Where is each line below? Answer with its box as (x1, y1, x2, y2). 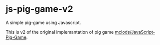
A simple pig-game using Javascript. (5, 20, 81, 25)
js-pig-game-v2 (5, 3, 74, 15)
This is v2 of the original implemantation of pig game (5, 29, 114, 35)
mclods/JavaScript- (115, 29, 155, 35)
